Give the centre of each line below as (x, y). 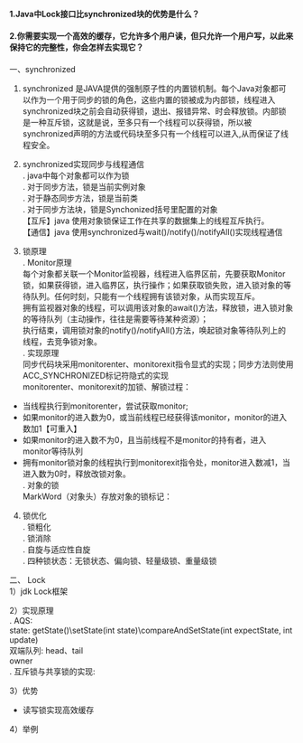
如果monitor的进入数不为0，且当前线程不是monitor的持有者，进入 (144, 439)
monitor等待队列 (53, 451)
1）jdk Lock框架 (39, 591)
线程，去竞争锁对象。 (62, 341)
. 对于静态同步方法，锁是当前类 (80, 198)
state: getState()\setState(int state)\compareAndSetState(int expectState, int (151, 630)
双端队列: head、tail (46, 650)
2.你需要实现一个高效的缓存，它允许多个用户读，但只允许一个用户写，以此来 (151, 36)
